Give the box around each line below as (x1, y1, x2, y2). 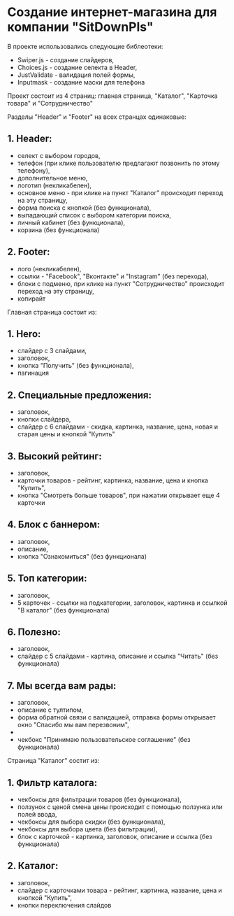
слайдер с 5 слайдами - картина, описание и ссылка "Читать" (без (17, 652, 219, 661)
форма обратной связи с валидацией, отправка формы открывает (17, 713, 217, 722)
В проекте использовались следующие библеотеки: (7, 42, 163, 50)
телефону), (17, 166, 50, 175)
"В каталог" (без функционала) (17, 606, 110, 614)
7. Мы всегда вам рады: (7, 680, 117, 692)
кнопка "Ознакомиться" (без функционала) (17, 552, 147, 560)
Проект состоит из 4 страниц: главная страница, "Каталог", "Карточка (7, 92, 218, 100)
